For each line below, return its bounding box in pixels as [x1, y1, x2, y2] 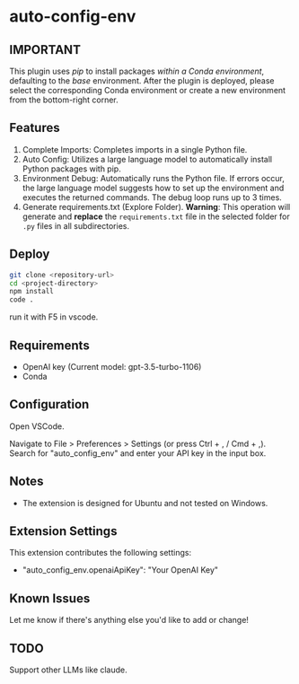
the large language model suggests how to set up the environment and [22, 182, 285, 193]
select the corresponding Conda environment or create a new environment [9, 85, 286, 95]
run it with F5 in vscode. [9, 311, 99, 322]
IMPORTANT [9, 42, 81, 57]
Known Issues [9, 591, 91, 606]
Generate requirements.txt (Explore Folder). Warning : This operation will [22, 201, 291, 212]
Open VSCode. [9, 420, 65, 432]
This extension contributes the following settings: [9, 548, 191, 558]
